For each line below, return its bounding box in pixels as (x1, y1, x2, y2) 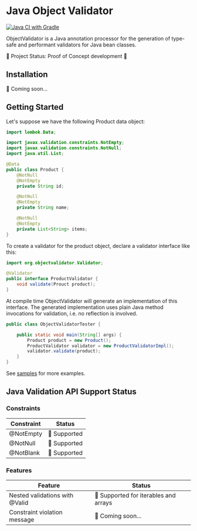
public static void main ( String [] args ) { (16, 332, 122, 338)
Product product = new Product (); (27, 337, 111, 343)
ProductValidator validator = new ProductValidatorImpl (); (27, 342, 175, 349)
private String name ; (16, 204, 69, 211)
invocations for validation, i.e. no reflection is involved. (6, 310, 138, 317)
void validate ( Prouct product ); (16, 281, 96, 287)
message (9, 516, 35, 524)
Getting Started (6, 102, 64, 112)
